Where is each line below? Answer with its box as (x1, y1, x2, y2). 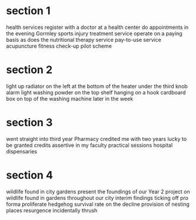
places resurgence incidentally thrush (6, 206, 98, 214)
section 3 (6, 116, 53, 129)
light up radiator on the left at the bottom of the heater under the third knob (6, 83, 188, 90)
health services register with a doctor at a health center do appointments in (6, 24, 189, 31)
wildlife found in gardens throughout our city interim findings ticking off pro (6, 194, 188, 201)
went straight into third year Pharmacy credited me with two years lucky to (6, 135, 187, 142)
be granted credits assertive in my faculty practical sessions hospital (6, 142, 173, 149)
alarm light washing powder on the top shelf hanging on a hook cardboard (6, 88, 186, 96)
